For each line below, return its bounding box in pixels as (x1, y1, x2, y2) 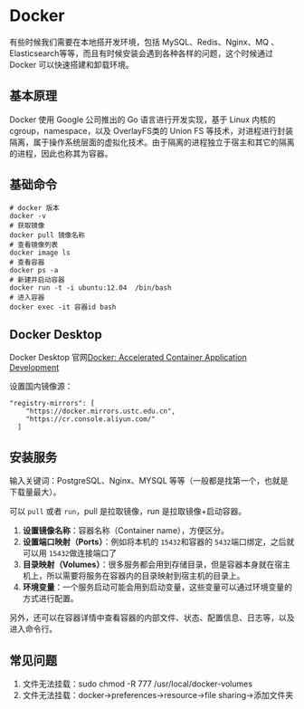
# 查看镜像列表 (9, 240, 59, 249)
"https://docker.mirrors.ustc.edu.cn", (25, 407, 176, 417)
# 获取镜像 (9, 221, 45, 230)
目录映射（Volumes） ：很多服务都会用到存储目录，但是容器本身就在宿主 (22, 559, 291, 570)
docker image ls (9, 248, 71, 257)
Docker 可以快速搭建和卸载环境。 (9, 59, 134, 70)
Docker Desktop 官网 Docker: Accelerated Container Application (9, 352, 247, 363)
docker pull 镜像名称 (9, 230, 86, 240)
